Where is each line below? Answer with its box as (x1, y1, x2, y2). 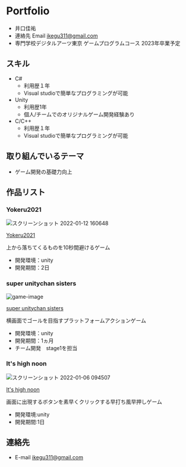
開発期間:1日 (14, 418, 45, 425)
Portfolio (6, 4, 50, 18)
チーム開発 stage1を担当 (14, 344, 78, 351)
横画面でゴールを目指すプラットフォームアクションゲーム (6, 317, 147, 324)
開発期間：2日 (14, 264, 50, 271)
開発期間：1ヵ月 (14, 337, 54, 344)
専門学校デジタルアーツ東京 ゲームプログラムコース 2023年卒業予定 (14, 39, 181, 47)
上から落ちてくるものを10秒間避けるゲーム (6, 244, 111, 251)
